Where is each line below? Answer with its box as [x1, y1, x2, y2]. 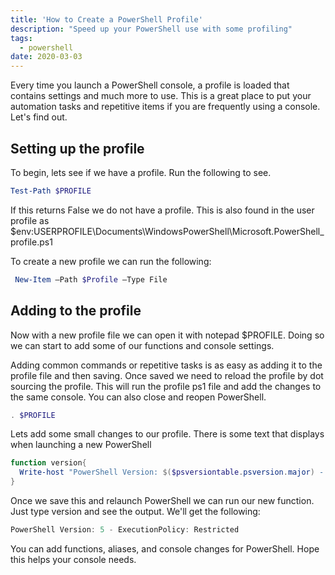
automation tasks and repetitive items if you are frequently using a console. [10, 101, 321, 113]
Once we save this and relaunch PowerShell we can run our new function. [10, 495, 315, 506]
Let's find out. [10, 111, 68, 123]
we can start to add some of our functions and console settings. [10, 339, 275, 351]
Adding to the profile [10, 302, 142, 320]
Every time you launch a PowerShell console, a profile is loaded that [10, 79, 290, 91]
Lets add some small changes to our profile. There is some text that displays [10, 428, 325, 440]
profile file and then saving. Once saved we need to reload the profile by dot [10, 369, 324, 381]
